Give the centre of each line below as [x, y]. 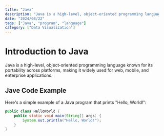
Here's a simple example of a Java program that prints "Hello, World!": [76, 102]
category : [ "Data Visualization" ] [40, 28]
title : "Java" [20, 9]
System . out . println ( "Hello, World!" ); [62, 120]
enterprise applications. [29, 75]
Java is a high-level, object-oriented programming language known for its [79, 65]
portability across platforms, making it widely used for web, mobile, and [77, 70]
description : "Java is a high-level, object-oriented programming [74, 14]
